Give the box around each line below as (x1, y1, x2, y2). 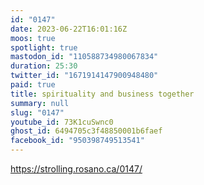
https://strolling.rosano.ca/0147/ (10, 163, 143, 175)
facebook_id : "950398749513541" (10, 136, 145, 146)
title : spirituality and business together (10, 89, 195, 99)
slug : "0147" (10, 107, 65, 118)
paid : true (10, 80, 56, 90)
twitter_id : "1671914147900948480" (10, 71, 159, 81)
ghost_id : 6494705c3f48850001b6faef (10, 126, 163, 136)
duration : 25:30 (10, 61, 78, 71)
